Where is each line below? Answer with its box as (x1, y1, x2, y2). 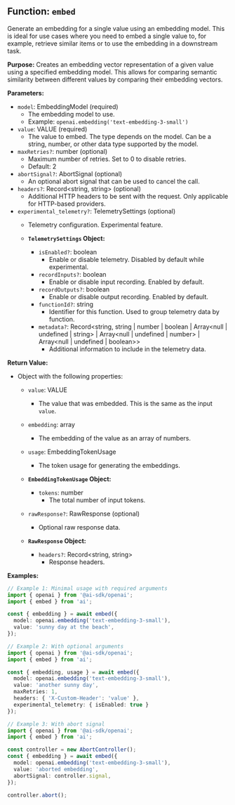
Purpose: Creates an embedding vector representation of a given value (7, 60, 214, 69)
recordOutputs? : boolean (38, 284, 110, 294)
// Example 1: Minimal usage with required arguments (7, 584, 168, 592)
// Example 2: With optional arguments (7, 643, 124, 650)
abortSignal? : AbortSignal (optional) (17, 169, 123, 178)
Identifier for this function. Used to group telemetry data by (48, 307, 220, 315)
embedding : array (27, 420, 76, 428)
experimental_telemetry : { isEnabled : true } (13, 701, 149, 708)
